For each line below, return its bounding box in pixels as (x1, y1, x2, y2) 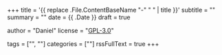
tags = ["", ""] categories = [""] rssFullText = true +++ (7, 40, 159, 47)
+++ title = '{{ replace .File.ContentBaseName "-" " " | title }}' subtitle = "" (7, 6, 216, 14)
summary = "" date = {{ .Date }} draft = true (7, 13, 131, 21)
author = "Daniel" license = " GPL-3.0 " (7, 27, 115, 34)
